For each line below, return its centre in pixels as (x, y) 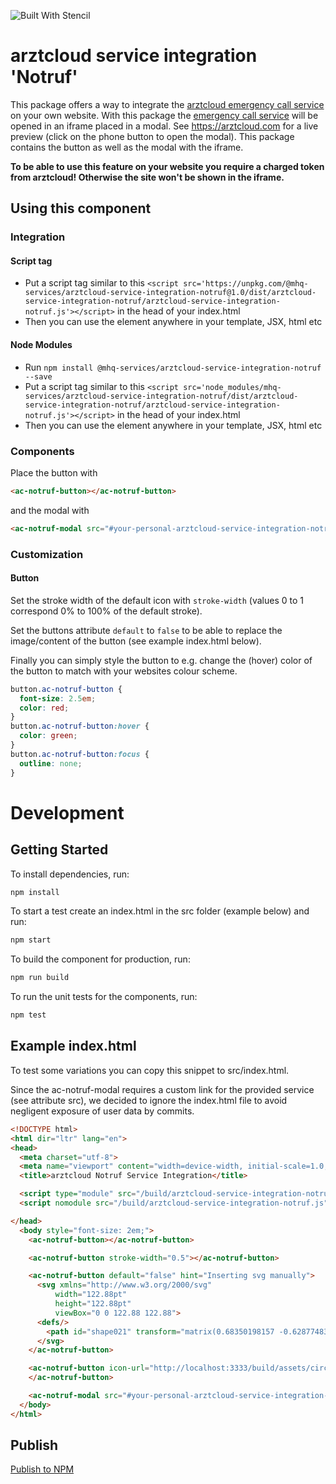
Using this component (81, 208)
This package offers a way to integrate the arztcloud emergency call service (167, 104)
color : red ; (44, 708)
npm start (31, 940)
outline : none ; (51, 763)
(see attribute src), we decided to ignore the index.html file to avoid (149, 1100)
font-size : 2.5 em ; (58, 698)
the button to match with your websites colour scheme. (124, 671)
